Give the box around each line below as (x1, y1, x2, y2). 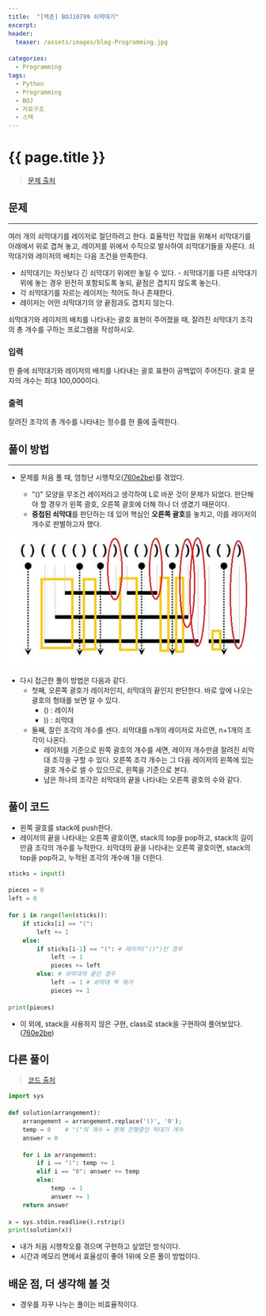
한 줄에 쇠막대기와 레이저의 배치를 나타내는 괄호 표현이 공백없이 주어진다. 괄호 (8, 366, 247, 376)
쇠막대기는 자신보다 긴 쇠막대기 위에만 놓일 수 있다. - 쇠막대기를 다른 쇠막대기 (19, 268, 257, 277)
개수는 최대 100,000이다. (22, 376, 101, 385)
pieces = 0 (8, 886, 44, 894)
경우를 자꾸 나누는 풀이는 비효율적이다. (19, 1299, 139, 1310)
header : (8, 29, 34, 37)
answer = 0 (22, 1134, 59, 1142)
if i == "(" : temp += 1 (36, 1160, 115, 1167)
